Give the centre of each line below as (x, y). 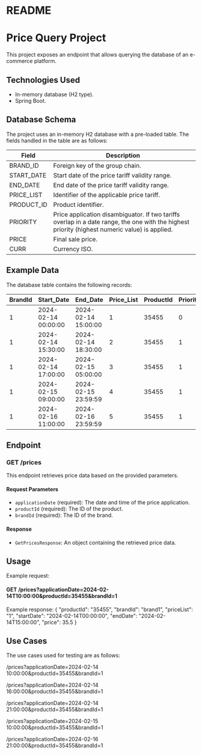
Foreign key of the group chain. (97, 165)
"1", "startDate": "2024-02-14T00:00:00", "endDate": (72, 616)
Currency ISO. (73, 249)
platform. (45, 61)
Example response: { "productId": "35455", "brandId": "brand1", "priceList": (100, 609)
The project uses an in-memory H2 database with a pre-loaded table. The (98, 134)
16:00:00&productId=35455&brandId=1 (55, 691)
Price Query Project (56, 38)
